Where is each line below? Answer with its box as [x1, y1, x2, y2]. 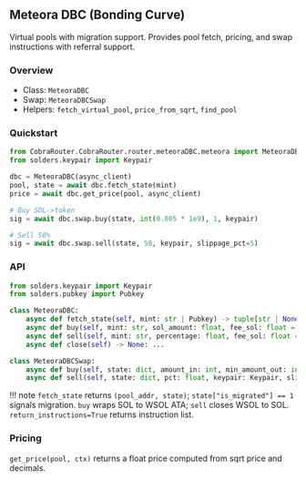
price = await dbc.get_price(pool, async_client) [9, 189, 202, 199]
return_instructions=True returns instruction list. [9, 409, 194, 420]
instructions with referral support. [9, 41, 136, 52]
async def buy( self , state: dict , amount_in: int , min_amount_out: [25, 364, 287, 374]
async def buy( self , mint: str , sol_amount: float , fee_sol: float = [25, 323, 296, 333]
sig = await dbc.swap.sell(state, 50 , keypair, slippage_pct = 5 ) [9, 239, 259, 249]
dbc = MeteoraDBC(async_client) [9, 172, 132, 181]
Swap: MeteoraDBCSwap [22, 95, 107, 106]
